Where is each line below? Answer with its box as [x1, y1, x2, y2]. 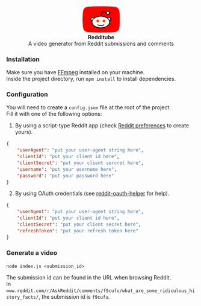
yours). [14, 129, 33, 136]
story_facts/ [6, 294, 39, 300]
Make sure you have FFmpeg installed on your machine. [6, 69, 145, 75]
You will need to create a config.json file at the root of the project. [6, 104, 172, 111]
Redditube [88, 33, 114, 40]
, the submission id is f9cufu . [38, 293, 110, 300]
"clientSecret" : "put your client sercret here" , [17, 160, 144, 166]
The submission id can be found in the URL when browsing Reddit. [6, 273, 172, 281]
